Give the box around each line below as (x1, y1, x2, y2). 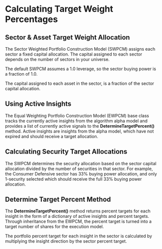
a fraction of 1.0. (5, 71, 38, 77)
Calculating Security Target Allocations (5, 148, 128, 156)
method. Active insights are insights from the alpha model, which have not (5, 128, 154, 134)
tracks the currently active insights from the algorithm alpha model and (5, 118, 148, 124)
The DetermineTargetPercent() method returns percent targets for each (5, 208, 151, 214)
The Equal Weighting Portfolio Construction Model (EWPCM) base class (5, 113, 149, 118)
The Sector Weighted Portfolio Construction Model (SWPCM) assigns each (5, 46, 155, 52)
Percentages (5, 14, 58, 25)
